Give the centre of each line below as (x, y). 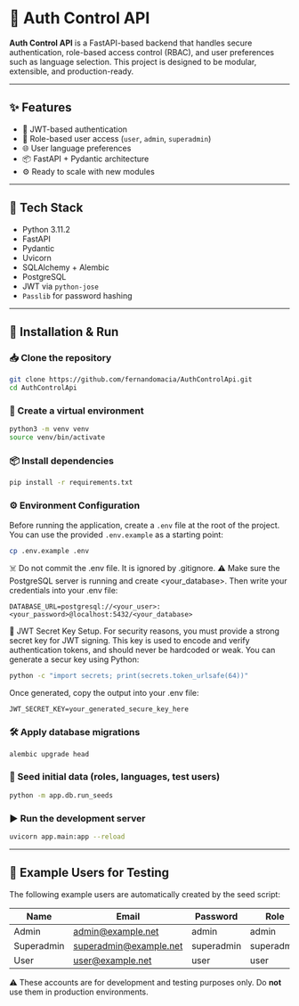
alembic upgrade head (49, 754)
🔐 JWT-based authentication (74, 129)
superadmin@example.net (128, 945)
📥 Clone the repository (61, 357)
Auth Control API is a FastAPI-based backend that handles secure (131, 43)
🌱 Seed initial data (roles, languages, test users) (115, 777)
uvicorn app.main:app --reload (67, 837)
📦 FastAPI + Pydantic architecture (85, 159)
